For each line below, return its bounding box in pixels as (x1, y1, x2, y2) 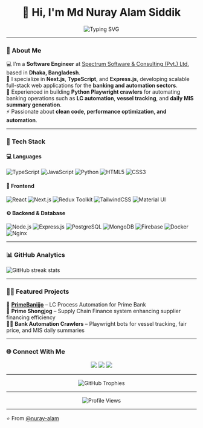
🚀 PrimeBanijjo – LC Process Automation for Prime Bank (6, 301, 146, 308)
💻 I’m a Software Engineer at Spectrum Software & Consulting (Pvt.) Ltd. (6, 60, 189, 68)
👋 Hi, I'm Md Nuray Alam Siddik (22, 5, 181, 19)
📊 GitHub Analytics (6, 250, 65, 259)
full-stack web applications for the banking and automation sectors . (6, 82, 178, 89)
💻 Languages (6, 152, 42, 160)
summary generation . (6, 101, 62, 108)
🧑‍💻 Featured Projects (6, 287, 69, 296)
